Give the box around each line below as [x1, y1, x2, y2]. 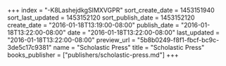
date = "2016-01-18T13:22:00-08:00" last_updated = [67, 28, 220, 37]
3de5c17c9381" [7, 44, 52, 51]
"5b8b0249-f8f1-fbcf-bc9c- [137, 36, 220, 44]
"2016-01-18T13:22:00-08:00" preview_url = [7, 36, 136, 44]
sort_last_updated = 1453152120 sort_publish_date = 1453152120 [7, 13, 195, 22]
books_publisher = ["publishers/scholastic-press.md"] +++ [7, 51, 179, 59]
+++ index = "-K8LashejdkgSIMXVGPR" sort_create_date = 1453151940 [7, 6, 215, 14]
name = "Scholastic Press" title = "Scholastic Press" [53, 44, 205, 51]
